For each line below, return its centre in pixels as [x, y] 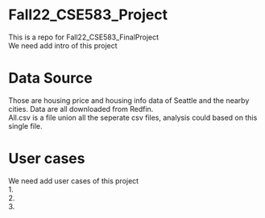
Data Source [50, 78]
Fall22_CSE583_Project [88, 15]
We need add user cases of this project [74, 181]
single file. [25, 125]
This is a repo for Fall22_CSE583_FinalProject [84, 37]
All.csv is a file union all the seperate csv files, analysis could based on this [133, 117]
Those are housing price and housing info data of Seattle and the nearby [129, 100]
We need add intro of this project [63, 45]
